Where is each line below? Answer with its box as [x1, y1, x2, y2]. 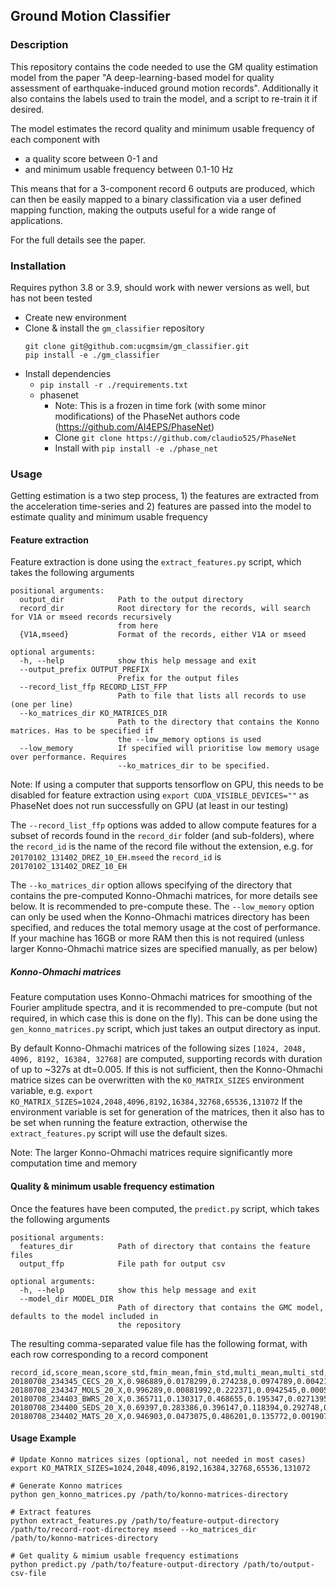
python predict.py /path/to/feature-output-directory [10, 1559, 240, 1569]
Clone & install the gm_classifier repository [24, 322, 205, 334]
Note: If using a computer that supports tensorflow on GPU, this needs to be [10, 779, 324, 791]
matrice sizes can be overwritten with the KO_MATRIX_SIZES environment [10, 1074, 305, 1086]
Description [10, 38, 69, 52]
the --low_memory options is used [117, 735, 262, 745]
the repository [117, 1320, 182, 1330]
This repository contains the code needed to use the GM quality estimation [10, 60, 319, 73]
